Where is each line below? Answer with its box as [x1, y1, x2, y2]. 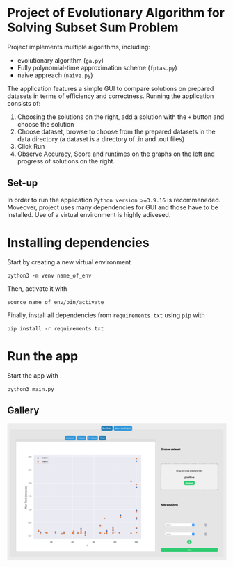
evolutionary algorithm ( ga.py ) [17, 56, 104, 64]
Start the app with [7, 371, 59, 380]
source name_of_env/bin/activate [7, 298, 104, 305]
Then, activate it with [7, 284, 67, 293]
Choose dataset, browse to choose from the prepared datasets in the [17, 127, 216, 136]
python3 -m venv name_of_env [7, 272, 92, 279]
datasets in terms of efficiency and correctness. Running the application [7, 92, 214, 100]
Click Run [17, 142, 45, 150]
